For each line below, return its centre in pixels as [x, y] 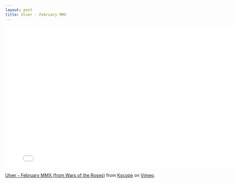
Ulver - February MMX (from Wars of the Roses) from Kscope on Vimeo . [80, 175]
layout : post [19, 10]
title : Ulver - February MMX [36, 15]
